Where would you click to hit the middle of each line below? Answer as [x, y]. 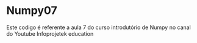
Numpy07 [32, 11]
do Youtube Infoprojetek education [50, 33]
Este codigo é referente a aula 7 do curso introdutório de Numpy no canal [99, 27]
